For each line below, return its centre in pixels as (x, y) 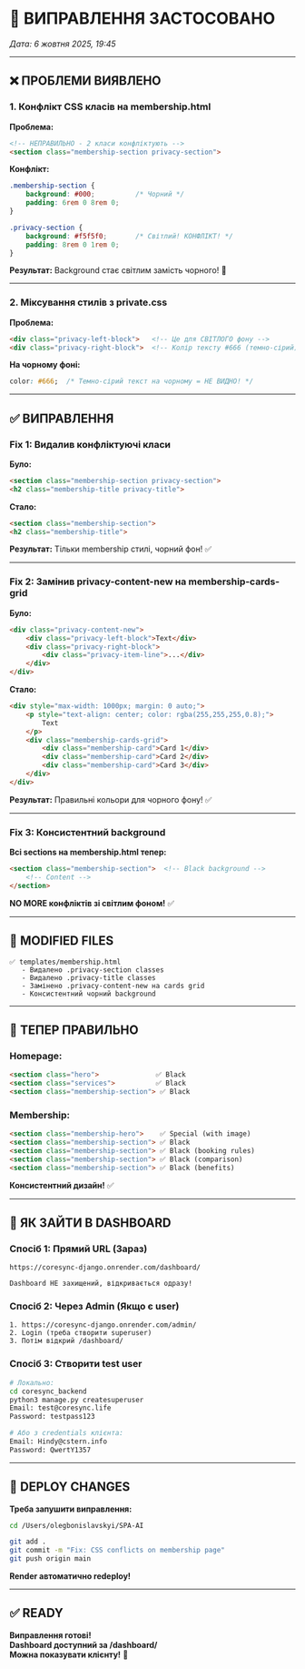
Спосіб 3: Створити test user (76, 1364)
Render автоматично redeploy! (70, 1576)
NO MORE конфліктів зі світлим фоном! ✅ (92, 903)
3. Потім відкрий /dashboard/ (67, 1341)
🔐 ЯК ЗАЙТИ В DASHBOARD (90, 1223)
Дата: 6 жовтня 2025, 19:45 (63, 44)
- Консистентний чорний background (89, 994)
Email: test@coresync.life (60, 1408)
